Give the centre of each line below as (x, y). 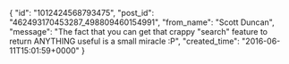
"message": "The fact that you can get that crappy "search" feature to (139, 32)
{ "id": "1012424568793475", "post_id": (82, 13)
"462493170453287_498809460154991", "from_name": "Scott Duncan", (142, 22)
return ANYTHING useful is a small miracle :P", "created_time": (124, 41)
